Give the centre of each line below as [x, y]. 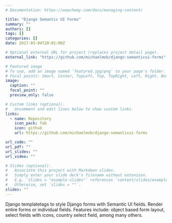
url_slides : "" [21, 152]
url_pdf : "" [18, 147]
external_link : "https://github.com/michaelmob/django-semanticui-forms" [86, 57]
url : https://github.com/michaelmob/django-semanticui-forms [81, 133]
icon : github [28, 128]
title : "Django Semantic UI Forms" [43, 19]
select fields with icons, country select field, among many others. [74, 215]
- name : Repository [31, 118]
